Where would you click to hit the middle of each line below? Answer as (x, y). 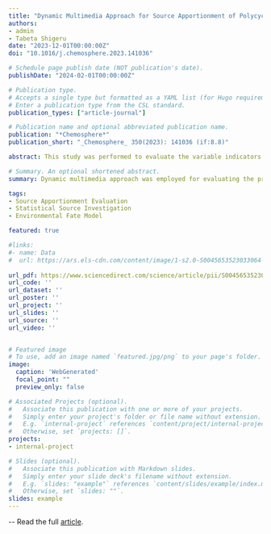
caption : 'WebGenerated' (57, 372)
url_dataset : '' (35, 290)
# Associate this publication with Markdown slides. (102, 469)
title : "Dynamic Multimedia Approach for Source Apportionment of (122, 16)
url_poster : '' (34, 298)
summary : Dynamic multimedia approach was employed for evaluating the (131, 179)
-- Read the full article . (46, 521)
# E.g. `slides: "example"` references (79, 484)
